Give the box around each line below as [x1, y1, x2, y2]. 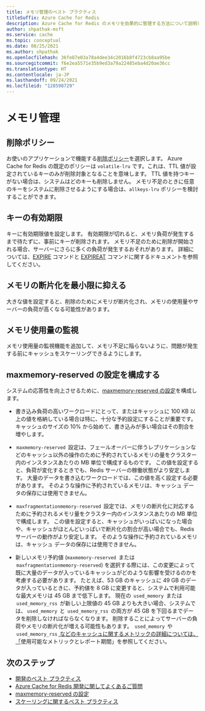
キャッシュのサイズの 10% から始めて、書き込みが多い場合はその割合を [15, 423, 195, 430]
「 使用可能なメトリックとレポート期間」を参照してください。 [15, 638, 170, 646]
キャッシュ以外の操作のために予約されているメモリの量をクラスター [26, 451, 197, 459]
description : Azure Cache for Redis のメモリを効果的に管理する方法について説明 [6, 20, 197, 26]
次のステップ [6, 657, 55, 668]
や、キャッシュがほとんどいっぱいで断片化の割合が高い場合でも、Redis [15, 526, 195, 533]
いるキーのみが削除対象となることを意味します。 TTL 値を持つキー [27, 170, 195, 177]
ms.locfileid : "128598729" [6, 83, 75, 89]
